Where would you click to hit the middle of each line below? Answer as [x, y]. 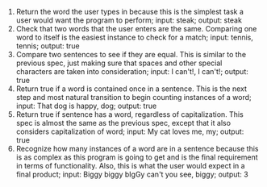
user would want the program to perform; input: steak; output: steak [129, 20]
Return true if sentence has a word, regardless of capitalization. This [129, 114]
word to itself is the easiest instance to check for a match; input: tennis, [135, 37]
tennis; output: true [48, 46]
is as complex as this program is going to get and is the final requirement [137, 157]
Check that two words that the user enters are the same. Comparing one [136, 29]
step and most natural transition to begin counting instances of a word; [133, 97]
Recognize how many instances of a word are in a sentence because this [137, 149]
